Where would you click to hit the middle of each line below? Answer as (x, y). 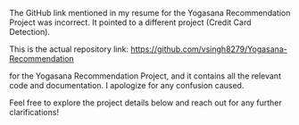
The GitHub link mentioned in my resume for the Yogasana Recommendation (150, 13)
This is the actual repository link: (69, 49)
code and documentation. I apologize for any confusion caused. (127, 85)
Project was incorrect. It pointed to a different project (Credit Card (130, 22)
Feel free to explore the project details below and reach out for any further (146, 103)
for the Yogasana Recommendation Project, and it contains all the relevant (145, 76)
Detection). (30, 32)
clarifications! (34, 112)
